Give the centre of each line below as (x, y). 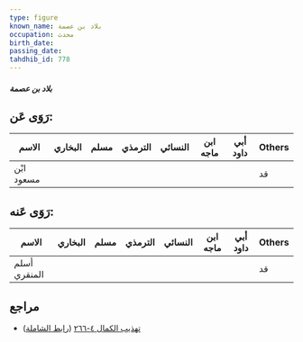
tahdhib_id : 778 (40, 59)
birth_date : (32, 43)
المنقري (29, 274)
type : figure (34, 18)
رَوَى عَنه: (32, 211)
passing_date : (36, 51)
